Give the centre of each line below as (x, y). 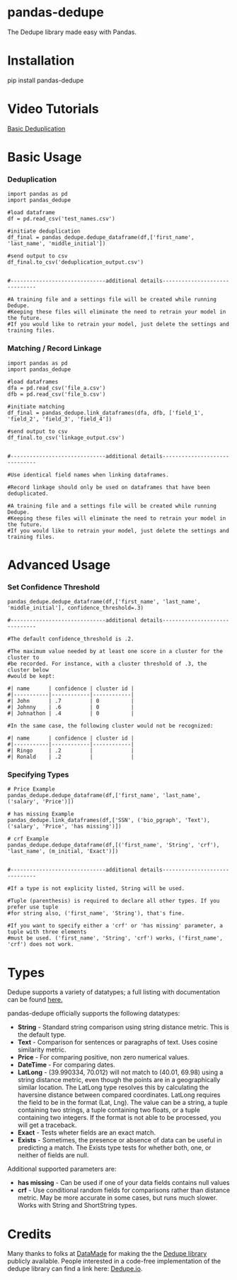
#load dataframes (33, 382)
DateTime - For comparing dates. (66, 1065)
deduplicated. (28, 494)
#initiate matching (36, 406)
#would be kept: (31, 677)
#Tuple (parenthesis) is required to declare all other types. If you (114, 901)
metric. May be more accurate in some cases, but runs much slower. (117, 1198)
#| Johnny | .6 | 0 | (71, 707)
